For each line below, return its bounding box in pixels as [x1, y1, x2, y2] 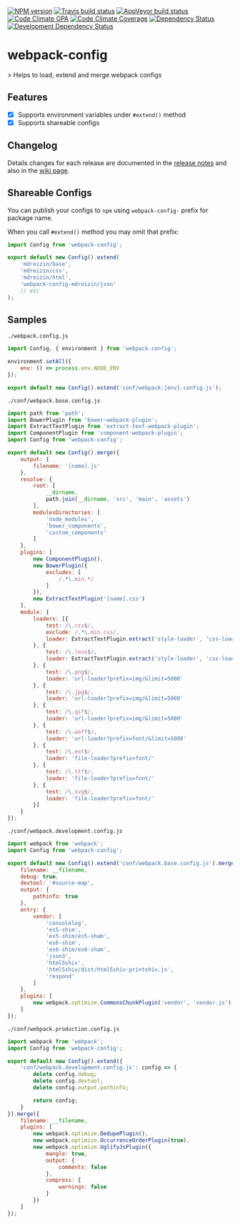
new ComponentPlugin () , [33, 556, 104, 563]
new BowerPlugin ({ [33, 562, 88, 569]
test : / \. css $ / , [45, 622, 94, 629]
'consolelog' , [45, 919, 88, 927]
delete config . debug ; [33, 1071, 98, 1078]
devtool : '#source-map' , [20, 879, 94, 887]
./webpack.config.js [7, 332, 69, 340]
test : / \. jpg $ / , [45, 688, 94, 696]
